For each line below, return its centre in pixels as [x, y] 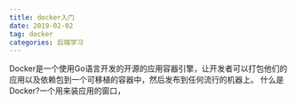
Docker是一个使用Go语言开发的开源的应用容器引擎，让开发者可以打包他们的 [148, 68]
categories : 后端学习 [47, 42]
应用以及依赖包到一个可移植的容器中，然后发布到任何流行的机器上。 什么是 [147, 80]
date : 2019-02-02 [41, 26]
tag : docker [31, 34]
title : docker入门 [42, 17]
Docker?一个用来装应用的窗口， [68, 91]
